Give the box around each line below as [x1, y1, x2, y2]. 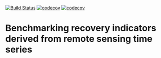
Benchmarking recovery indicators [5, 23, 157, 34]
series [5, 44, 32, 55]
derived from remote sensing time [5, 33, 153, 45]
